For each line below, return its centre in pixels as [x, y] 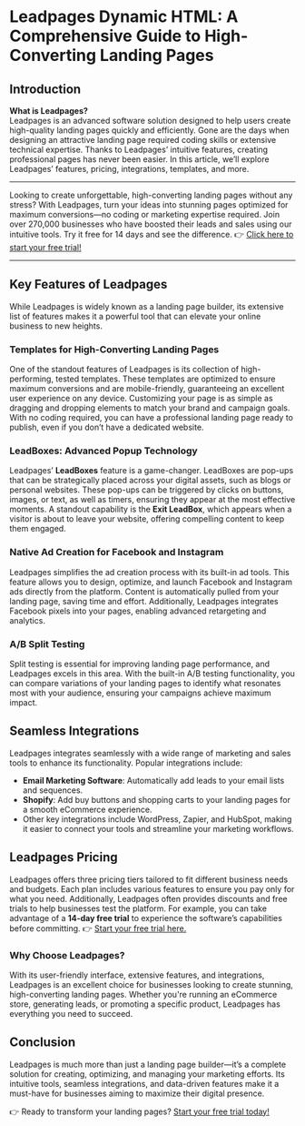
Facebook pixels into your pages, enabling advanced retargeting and [138, 611]
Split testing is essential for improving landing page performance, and [140, 664]
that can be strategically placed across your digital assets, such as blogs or [150, 481]
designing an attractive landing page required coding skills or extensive [143, 140]
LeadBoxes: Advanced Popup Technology [103, 451]
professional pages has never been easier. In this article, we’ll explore [139, 159]
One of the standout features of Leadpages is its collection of [124, 370]
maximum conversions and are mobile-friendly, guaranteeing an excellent [147, 389]
